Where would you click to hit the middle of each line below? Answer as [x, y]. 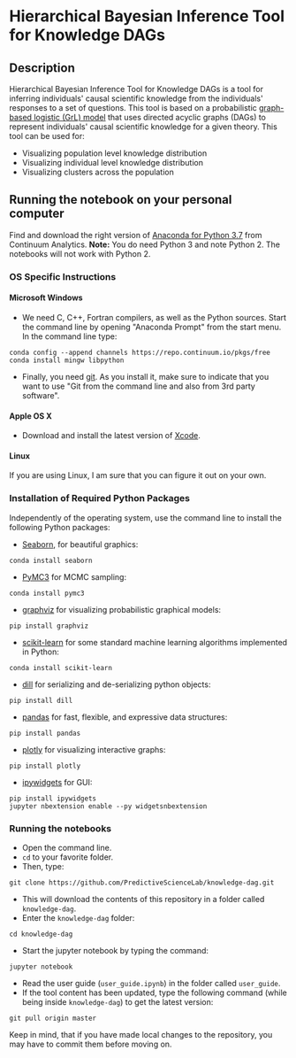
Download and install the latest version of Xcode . [111, 436]
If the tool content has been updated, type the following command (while [154, 992]
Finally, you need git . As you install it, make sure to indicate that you [145, 376]
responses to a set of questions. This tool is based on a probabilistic [133, 108]
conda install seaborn [51, 560]
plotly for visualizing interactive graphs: [94, 749]
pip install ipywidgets [53, 799]
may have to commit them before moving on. [91, 1044]
